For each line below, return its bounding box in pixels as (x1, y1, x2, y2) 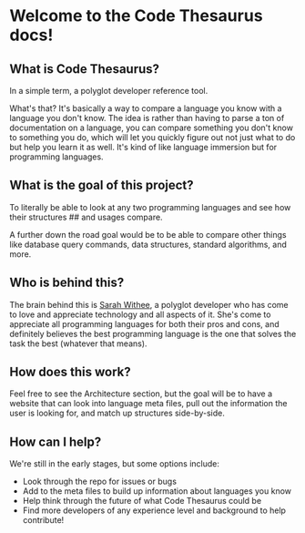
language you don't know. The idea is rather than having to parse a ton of (9, 113, 285, 123)
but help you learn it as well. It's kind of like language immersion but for (9, 142, 278, 152)
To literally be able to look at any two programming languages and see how (9, 201, 291, 212)
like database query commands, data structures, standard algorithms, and (9, 239, 287, 250)
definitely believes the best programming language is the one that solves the (9, 328, 297, 339)
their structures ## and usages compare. (9, 211, 163, 222)
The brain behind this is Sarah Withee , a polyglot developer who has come (9, 299, 289, 310)
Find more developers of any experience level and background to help (22, 505, 287, 516)
